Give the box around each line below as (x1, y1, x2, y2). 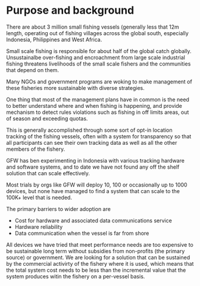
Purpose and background (6, 4, 135, 17)
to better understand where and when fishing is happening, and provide (6, 102, 183, 109)
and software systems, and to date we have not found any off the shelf (6, 163, 180, 170)
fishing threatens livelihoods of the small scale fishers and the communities (6, 60, 191, 67)
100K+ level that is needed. (6, 194, 73, 201)
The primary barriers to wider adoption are (6, 205, 111, 212)
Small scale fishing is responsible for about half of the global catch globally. (6, 47, 192, 54)
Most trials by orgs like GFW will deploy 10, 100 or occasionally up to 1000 (6, 181, 187, 188)
